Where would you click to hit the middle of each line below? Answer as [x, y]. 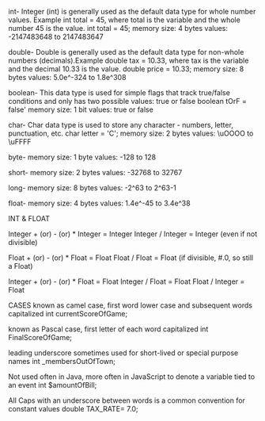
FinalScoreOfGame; [40, 337]
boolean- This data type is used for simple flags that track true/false [119, 93]
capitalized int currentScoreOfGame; [68, 314]
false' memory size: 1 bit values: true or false [81, 109]
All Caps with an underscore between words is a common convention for [127, 400]
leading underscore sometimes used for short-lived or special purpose [123, 353]
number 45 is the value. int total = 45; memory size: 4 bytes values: [118, 28]
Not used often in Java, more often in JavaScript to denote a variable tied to [132, 377]
